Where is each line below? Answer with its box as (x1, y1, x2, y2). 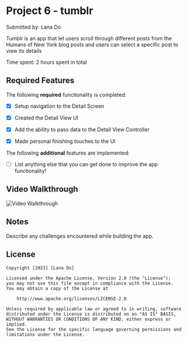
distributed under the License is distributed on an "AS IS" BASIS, (6, 311, 176, 317)
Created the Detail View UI (14, 114, 79, 121)
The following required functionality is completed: (6, 91, 127, 98)
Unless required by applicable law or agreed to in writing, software (6, 306, 182, 312)
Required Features (6, 76, 75, 85)
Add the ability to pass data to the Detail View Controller (14, 126, 150, 133)
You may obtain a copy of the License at (6, 285, 109, 291)
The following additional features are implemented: (6, 149, 130, 156)
